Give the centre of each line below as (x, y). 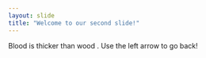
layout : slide (32, 15)
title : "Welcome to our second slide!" (74, 23)
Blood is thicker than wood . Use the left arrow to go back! (103, 45)
